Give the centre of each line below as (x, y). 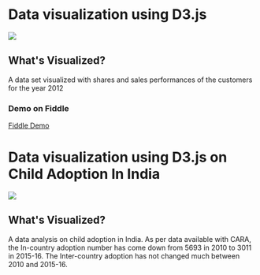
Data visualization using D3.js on (118, 157)
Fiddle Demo (29, 126)
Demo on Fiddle (39, 108)
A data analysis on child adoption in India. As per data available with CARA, (130, 239)
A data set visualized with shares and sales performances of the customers (130, 80)
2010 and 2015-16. (38, 264)
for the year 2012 (36, 87)
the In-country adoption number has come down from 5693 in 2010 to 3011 (130, 247)
